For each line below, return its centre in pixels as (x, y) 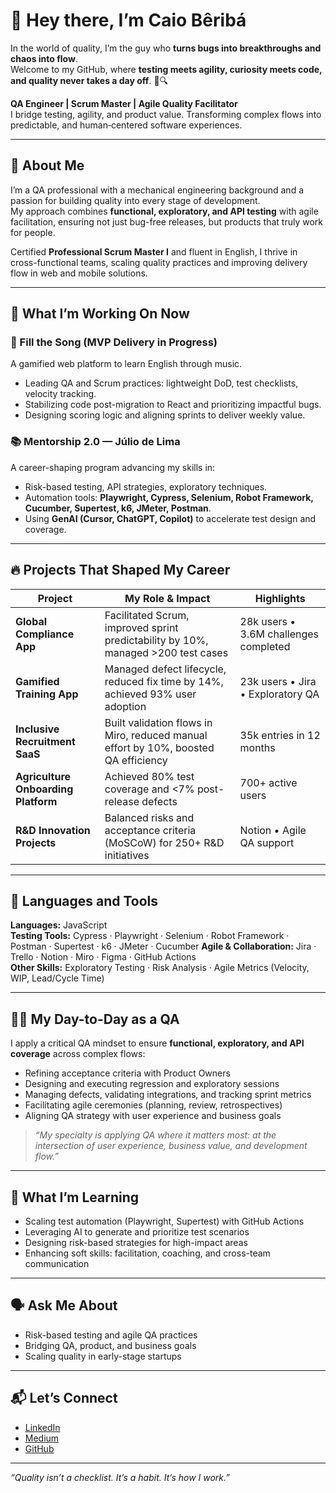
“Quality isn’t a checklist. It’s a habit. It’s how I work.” (120, 1477)
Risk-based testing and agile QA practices (111, 1335)
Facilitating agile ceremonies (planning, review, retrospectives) (153, 1105)
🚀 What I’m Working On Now (100, 314)
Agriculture (43, 776)
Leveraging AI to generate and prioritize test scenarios (137, 1231)
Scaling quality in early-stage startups (103, 1356)
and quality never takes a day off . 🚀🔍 (89, 80)
